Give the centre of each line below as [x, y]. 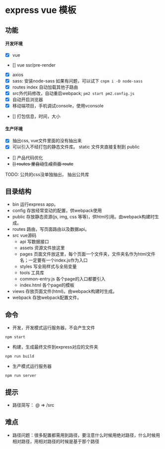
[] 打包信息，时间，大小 [36, 116]
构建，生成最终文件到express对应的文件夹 [55, 347]
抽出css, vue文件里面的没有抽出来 [47, 141]
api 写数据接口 [34, 242]
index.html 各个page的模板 [47, 285]
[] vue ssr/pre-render [34, 65]
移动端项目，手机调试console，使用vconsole [58, 106]
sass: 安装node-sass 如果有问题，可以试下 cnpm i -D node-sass [77, 81]
